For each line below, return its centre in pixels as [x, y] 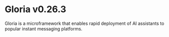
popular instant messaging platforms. [44, 28]
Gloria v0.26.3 [35, 9]
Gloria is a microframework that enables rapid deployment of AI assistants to [85, 23]
